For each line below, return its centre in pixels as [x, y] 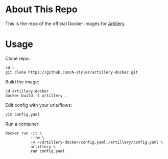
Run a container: [22, 124]
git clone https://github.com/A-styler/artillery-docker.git [72, 72]
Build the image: [22, 82]
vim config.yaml [22, 114]
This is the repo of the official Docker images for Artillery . [66, 24]
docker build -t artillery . [36, 96]
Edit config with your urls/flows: [39, 105]
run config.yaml [48, 151]
